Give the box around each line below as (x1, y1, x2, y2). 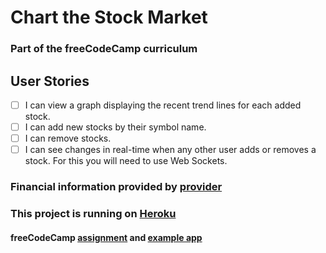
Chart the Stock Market (10, 6, 208, 29)
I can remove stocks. (24, 132, 112, 145)
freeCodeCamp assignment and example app (10, 231, 203, 243)
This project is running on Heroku (10, 207, 177, 221)
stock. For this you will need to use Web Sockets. (24, 155, 228, 167)
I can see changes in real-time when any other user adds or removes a (24, 144, 317, 156)
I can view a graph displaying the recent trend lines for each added (24, 99, 302, 111)
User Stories (10, 72, 90, 90)
